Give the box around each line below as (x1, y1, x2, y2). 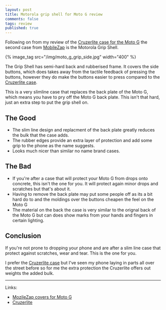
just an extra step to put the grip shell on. (5, 99, 89, 105)
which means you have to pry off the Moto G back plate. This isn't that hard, (5, 94, 160, 100)
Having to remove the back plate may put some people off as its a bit (12, 191, 153, 197)
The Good (5, 114, 36, 122)
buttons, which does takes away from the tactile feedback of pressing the (5, 69, 155, 75)
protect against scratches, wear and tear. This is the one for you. (5, 250, 137, 256)
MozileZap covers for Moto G (12, 294, 72, 300)
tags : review (5, 21, 32, 26)
